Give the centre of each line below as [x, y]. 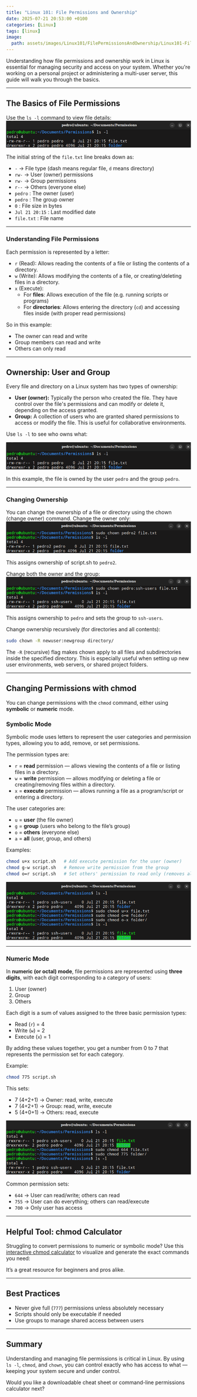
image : [14, 37]
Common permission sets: [38, 1184]
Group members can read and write [57, 342]
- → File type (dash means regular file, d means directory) [84, 169]
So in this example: [29, 324]
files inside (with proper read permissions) [74, 313]
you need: [18, 1258]
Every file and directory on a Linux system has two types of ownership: [92, 386]
